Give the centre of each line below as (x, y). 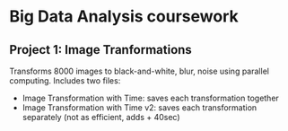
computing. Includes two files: (65, 81)
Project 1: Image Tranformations (101, 50)
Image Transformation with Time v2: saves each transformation (140, 108)
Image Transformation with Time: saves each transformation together (151, 98)
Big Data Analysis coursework (124, 17)
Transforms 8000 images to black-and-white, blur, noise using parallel (139, 71)
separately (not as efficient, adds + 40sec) (101, 117)
